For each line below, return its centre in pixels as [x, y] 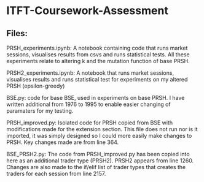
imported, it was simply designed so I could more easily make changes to [99, 136]
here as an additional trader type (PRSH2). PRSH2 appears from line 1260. [100, 161]
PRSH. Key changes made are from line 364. [63, 142]
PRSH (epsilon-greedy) [36, 86]
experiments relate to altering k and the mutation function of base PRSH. [98, 61]
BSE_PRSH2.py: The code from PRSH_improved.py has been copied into [98, 154]
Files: [17, 33]
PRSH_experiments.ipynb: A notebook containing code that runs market [97, 48]
